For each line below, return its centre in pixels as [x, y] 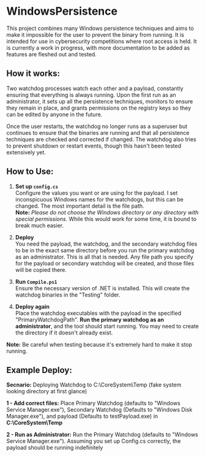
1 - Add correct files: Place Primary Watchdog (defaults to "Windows [93, 403]
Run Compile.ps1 [36, 281]
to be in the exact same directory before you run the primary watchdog [105, 250]
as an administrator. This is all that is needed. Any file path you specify [104, 257]
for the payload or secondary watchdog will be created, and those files [105, 263]
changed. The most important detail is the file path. [80, 206]
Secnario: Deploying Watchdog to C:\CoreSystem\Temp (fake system [94, 385]
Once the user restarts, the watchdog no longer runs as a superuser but [97, 126]
